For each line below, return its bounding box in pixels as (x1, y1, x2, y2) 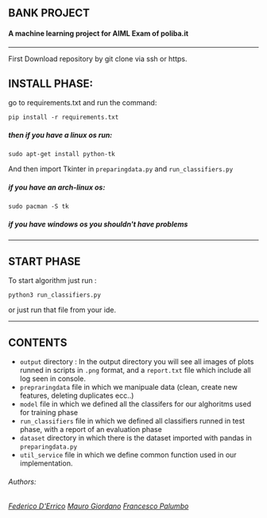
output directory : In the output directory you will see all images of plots (19, 356, 254, 366)
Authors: (8, 477, 37, 486)
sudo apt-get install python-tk (8, 151, 115, 159)
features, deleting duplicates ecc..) (19, 390, 134, 400)
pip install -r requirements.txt (8, 113, 119, 122)
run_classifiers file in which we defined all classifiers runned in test (19, 416, 245, 426)
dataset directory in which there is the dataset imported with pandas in (19, 433, 253, 442)
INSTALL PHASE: (8, 77, 94, 90)
